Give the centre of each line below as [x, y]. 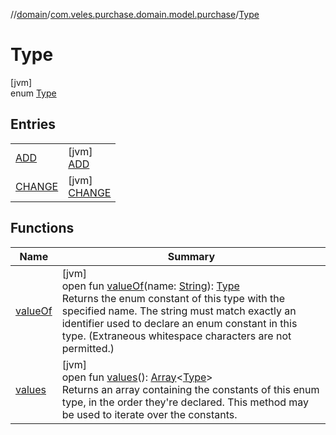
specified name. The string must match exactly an [179, 311]
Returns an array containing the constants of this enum [190, 389]
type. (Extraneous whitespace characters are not [176, 336]
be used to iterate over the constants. [149, 414]
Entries [33, 124]
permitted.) [88, 348]
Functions [42, 228]
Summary [191, 256]
